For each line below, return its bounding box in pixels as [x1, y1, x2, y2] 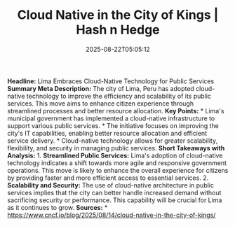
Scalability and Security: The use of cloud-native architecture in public [7, 181, 215, 189]
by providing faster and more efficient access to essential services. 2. [7, 174, 209, 182]
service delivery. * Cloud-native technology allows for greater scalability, [7, 136, 218, 145]
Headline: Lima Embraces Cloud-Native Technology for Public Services [7, 77, 215, 85]
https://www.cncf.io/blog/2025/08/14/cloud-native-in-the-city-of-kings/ [7, 211, 216, 219]
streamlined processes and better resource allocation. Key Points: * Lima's [7, 106, 224, 115]
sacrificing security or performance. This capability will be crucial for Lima [7, 196, 222, 204]
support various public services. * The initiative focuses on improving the [7, 121, 219, 129]
